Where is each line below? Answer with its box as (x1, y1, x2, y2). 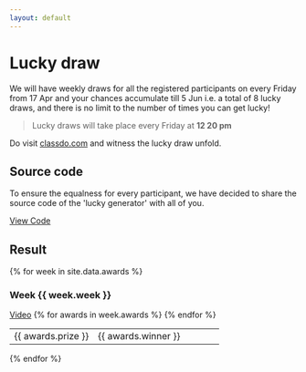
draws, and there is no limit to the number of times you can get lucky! (9, 102, 271, 113)
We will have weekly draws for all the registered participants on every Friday (9, 83, 297, 94)
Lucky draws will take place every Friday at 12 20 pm (31, 119, 232, 130)
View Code (9, 215, 51, 226)
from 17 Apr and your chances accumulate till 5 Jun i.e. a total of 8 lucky (9, 92, 281, 103)
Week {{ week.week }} (9, 289, 112, 302)
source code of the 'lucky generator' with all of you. (9, 198, 205, 209)
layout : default (9, 13, 71, 23)
